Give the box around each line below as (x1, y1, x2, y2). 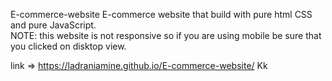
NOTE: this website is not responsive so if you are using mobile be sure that (10, 30, 322, 41)
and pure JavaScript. (10, 19, 97, 31)
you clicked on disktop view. (10, 40, 127, 52)
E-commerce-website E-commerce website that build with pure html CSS (10, 9, 313, 20)
